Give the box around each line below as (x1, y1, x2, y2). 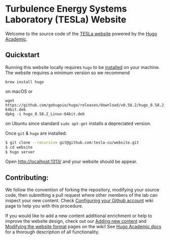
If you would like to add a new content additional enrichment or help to (5, 213, 152, 219)
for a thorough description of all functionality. (5, 229, 100, 235)
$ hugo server (5, 149, 35, 155)
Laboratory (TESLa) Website (5, 14, 126, 25)
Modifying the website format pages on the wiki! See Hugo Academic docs (5, 224, 162, 230)
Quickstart (5, 51, 40, 59)
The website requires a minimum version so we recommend (5, 70, 130, 76)
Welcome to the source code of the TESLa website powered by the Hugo (5, 30, 157, 37)
